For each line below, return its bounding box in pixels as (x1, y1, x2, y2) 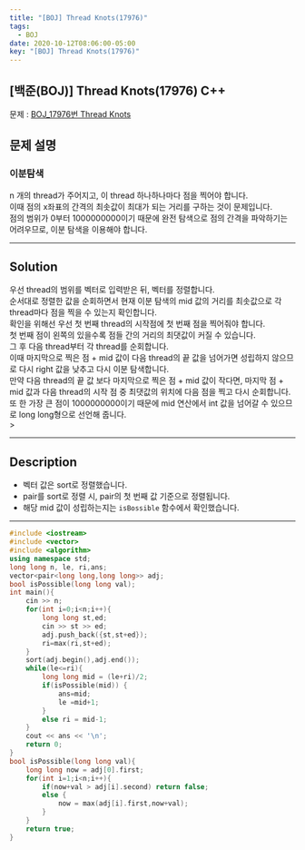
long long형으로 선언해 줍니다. (18, 410, 127, 420)
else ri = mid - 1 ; (42, 715, 107, 724)
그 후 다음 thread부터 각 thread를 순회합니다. (9, 341, 170, 352)
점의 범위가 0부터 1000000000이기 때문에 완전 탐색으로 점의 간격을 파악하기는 (9, 212, 289, 223)
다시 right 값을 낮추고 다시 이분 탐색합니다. (18, 364, 170, 375)
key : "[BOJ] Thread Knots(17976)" (9, 47, 141, 56)
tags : (9, 22, 30, 31)
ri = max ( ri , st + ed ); (42, 638, 112, 647)
